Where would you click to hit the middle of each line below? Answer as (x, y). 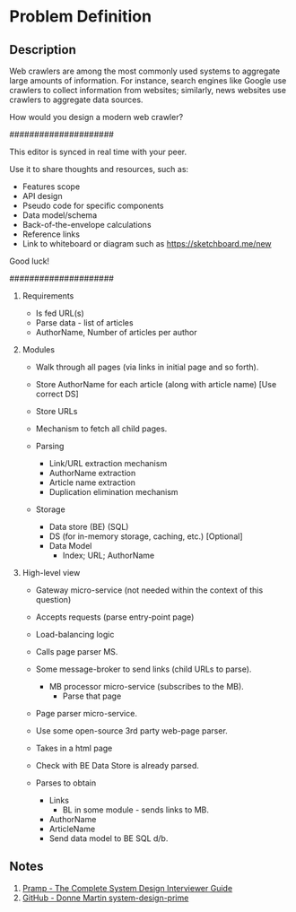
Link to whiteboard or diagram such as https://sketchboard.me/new (147, 243)
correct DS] (57, 394)
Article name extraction (92, 482)
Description (43, 50)
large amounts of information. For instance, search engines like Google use (148, 81)
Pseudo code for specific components (93, 205)
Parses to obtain (66, 783)
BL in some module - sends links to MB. (135, 810)
